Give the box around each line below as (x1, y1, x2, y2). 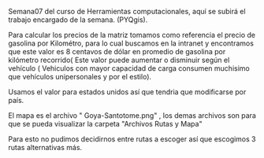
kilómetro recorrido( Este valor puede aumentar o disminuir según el (8, 55, 230, 64)
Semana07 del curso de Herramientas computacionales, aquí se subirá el (8, 7, 246, 16)
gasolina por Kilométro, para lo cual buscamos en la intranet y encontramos (8, 39, 255, 48)
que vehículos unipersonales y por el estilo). (8, 72, 152, 81)
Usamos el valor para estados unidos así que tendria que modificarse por (8, 87, 247, 97)
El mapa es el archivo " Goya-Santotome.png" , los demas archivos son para (8, 111, 256, 120)
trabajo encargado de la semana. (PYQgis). (8, 15, 148, 24)
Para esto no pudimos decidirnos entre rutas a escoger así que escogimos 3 (8, 134, 256, 144)
